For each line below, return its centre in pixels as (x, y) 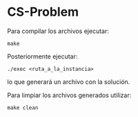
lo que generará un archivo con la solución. (69, 82)
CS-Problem (43, 12)
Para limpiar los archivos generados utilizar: (69, 95)
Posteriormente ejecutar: (42, 56)
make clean (23, 107)
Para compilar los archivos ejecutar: (58, 31)
